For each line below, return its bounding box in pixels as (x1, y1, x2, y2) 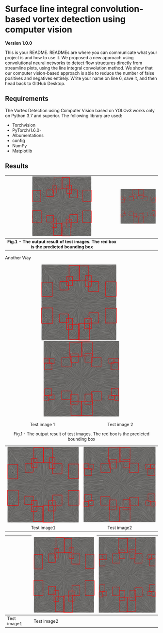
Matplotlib (12, 148, 33, 154)
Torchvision (12, 122, 35, 128)
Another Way (5, 255, 32, 260)
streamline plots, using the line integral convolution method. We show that (5, 65, 153, 71)
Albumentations (12, 132, 44, 138)
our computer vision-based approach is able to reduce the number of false (5, 70, 155, 76)
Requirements (5, 95, 49, 103)
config (12, 137, 25, 143)
